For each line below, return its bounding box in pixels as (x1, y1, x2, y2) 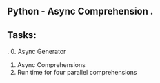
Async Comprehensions (17, 61, 86, 69)
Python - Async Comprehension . (7, 6, 154, 17)
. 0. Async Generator (7, 48, 66, 56)
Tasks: (7, 29, 37, 41)
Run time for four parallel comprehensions (17, 68, 137, 77)
